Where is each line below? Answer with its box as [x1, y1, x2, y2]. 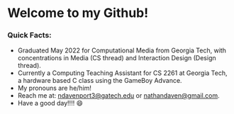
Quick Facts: [7, 30, 52, 40]
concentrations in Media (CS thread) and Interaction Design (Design [17, 54, 216, 62]
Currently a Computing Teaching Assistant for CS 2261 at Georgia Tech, [17, 69, 228, 77]
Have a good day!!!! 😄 [17, 99, 83, 108]
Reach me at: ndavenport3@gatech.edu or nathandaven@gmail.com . [17, 91, 220, 100]
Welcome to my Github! [7, 5, 149, 21]
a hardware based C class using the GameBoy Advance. [17, 76, 182, 85]
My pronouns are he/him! [17, 84, 92, 93]
